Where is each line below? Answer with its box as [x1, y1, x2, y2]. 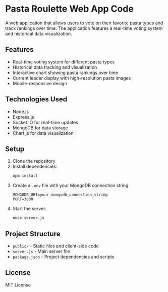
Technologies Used [5, 95, 67, 104]
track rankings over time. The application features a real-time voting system [5, 25, 163, 31]
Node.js [12, 108, 29, 115]
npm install [12, 173, 38, 178]
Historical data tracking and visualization [12, 64, 97, 70]
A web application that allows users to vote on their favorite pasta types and [5, 20, 163, 26]
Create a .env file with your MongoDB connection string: [12, 182, 130, 189]
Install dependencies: [12, 163, 58, 170]
